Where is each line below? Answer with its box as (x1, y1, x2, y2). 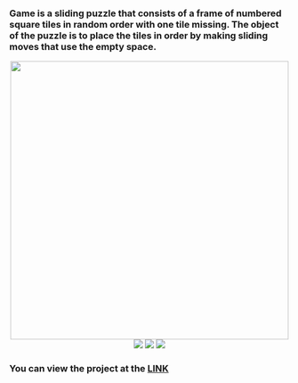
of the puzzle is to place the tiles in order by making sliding (9, 29, 269, 42)
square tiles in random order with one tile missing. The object (9, 18, 279, 30)
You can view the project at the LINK (9, 363, 169, 375)
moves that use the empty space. (9, 40, 157, 53)
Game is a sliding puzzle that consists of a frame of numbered (9, 7, 282, 20)
